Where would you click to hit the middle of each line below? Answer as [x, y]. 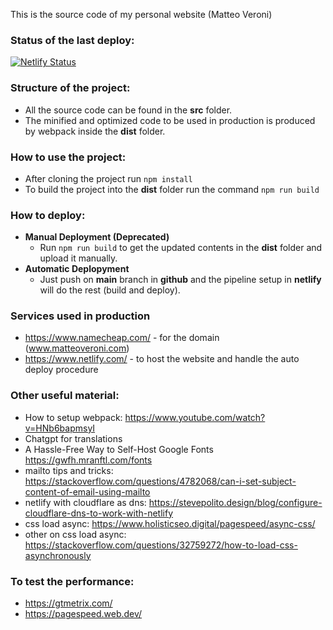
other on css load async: [75, 534]
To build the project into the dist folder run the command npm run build [172, 189]
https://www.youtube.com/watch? [195, 417]
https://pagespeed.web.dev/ [83, 614]
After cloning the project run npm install [108, 178]
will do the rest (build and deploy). [110, 290]
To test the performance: [72, 581]
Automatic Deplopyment [77, 269]
